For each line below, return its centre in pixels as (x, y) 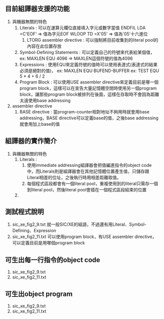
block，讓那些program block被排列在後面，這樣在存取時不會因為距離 (89, 94)
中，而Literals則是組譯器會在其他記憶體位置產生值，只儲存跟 (88, 171)
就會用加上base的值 (40, 124)
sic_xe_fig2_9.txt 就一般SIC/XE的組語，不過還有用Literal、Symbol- (79, 224)
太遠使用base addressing (45, 100)
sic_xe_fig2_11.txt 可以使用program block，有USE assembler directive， (84, 237)
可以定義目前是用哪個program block (48, 243)
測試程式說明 (25, 212)
